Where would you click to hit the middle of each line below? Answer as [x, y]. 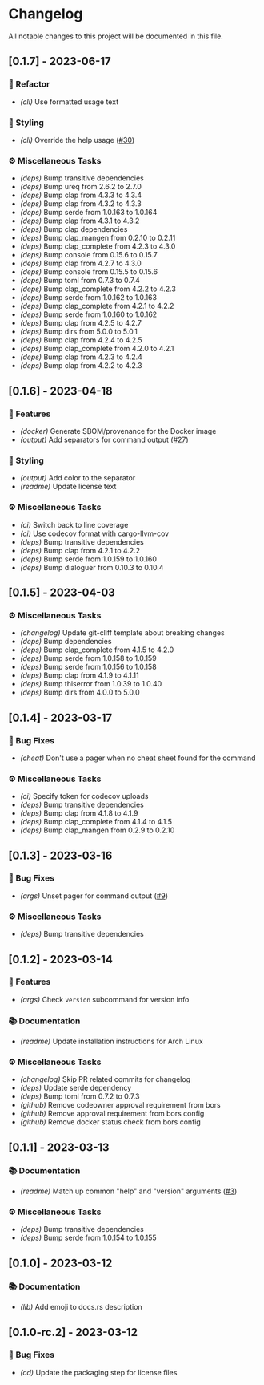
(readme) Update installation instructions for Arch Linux [112, 1041]
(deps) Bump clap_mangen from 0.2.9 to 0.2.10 [97, 830]
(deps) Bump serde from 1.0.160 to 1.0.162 [88, 314]
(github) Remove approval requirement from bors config [112, 1114]
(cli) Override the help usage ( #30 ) [77, 140]
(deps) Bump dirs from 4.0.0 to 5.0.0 [80, 692]
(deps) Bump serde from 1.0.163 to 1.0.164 [88, 213]
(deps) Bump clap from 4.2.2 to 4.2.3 [81, 366]
